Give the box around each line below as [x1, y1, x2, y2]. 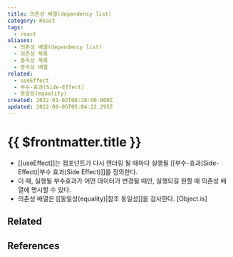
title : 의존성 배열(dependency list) [7, 10, 112, 18]
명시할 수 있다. [31, 185, 71, 193]
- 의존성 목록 [14, 51, 48, 58]
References [7, 240, 60, 252]
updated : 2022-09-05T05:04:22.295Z [7, 104, 113, 111]
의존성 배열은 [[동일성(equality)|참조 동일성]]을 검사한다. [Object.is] [17, 194, 208, 203]
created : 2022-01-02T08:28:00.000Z [7, 97, 113, 104]
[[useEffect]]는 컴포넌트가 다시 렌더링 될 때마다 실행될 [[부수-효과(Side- [17, 158, 219, 167]
